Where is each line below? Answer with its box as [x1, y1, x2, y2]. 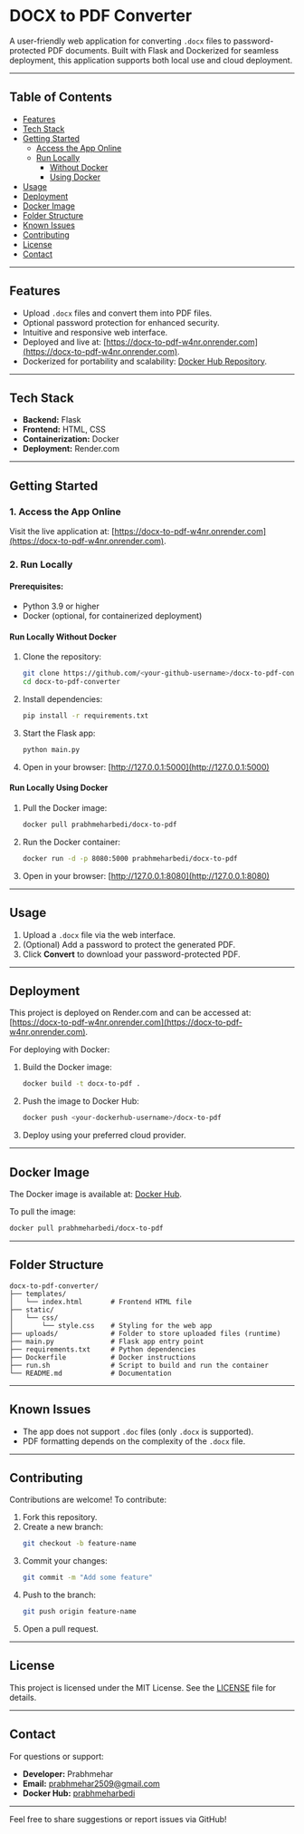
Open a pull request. [22, 1623, 100, 1634]
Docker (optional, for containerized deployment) [22, 610, 203, 621]
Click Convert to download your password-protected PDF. [22, 949, 241, 960]
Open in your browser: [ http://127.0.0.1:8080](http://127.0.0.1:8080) [22, 870, 270, 881]
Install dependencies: [22, 694, 103, 705]
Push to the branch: [22, 1589, 97, 1601]
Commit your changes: [22, 1556, 108, 1566]
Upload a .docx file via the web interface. [22, 929, 176, 940]
